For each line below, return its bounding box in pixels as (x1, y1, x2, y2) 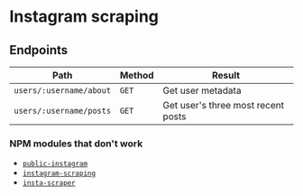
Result (211, 70, 241, 81)
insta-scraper (22, 179, 76, 188)
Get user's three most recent (162, 99, 284, 111)
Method (119, 70, 155, 81)
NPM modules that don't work (9, 137, 143, 150)
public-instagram (22, 160, 88, 169)
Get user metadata (162, 84, 242, 97)
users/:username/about (14, 86, 111, 96)
